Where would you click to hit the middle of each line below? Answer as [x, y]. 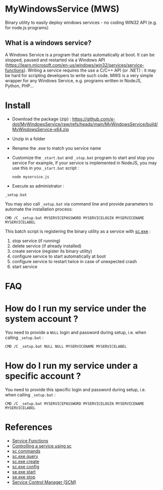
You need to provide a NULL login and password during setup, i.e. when [76, 332]
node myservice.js [31, 177]
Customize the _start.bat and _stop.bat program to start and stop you [83, 157]
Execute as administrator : [38, 186]
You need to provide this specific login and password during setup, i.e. [76, 389]
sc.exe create [26, 461]
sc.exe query [25, 456]
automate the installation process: [39, 209]
